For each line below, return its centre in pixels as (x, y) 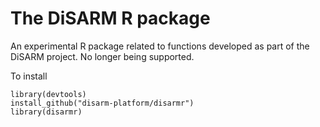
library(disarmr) (46, 112)
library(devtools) (48, 94)
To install (29, 76)
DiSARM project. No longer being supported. (102, 56)
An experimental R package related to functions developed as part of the (160, 46)
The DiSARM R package (110, 18)
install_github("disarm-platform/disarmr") (102, 103)
